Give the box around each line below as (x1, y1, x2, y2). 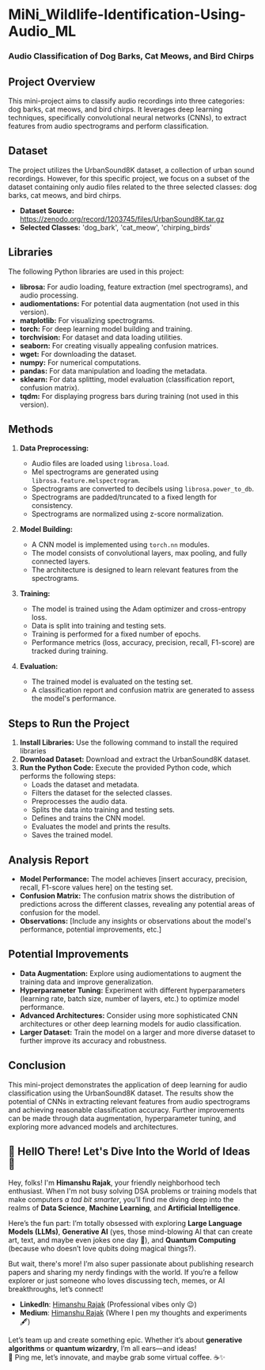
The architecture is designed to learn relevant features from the (31, 565, 239, 575)
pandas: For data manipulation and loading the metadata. (19, 366, 207, 375)
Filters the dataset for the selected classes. (31, 788, 172, 798)
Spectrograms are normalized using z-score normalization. (31, 509, 224, 519)
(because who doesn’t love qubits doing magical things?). (8, 1244, 196, 1254)
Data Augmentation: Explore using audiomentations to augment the (19, 968, 242, 978)
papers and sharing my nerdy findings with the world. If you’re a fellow (8, 1268, 239, 1277)
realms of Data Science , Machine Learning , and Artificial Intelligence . (8, 1203, 240, 1213)
